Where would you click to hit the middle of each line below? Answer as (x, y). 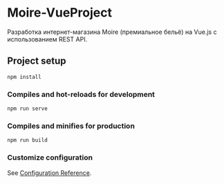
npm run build (28, 140)
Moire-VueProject (60, 13)
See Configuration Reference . (49, 173)
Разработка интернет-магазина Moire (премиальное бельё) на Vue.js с (112, 32)
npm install (24, 77)
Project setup (37, 61)
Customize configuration (50, 158)
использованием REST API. (47, 39)
